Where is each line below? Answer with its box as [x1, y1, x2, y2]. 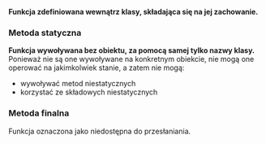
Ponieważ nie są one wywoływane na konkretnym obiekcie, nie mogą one [8, 55, 255, 64]
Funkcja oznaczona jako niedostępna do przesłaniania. [8, 126, 191, 136]
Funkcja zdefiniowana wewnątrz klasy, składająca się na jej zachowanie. [8, 7, 259, 16]
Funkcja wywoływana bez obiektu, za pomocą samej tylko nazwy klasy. [8, 46, 255, 55]
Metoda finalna [8, 107, 70, 119]
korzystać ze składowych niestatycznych [19, 87, 158, 97]
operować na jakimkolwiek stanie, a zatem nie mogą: [8, 63, 185, 72]
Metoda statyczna [8, 27, 82, 38]
